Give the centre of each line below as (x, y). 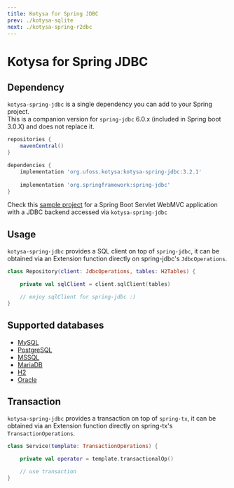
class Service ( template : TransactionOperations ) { (83, 447)
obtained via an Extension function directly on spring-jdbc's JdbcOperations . (117, 259)
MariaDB (30, 364)
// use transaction (48, 472)
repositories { (29, 140)
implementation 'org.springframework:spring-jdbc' (95, 185)
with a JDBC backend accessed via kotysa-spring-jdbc (88, 212)
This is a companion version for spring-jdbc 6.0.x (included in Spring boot (114, 119)
